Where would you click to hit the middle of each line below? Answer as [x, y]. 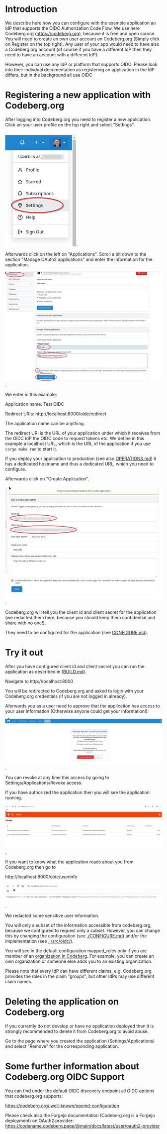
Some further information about [72, 1067]
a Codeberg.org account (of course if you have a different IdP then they [79, 49]
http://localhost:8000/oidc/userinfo [41, 877]
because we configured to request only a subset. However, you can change [83, 931]
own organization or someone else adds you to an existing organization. [79, 961]
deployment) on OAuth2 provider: [40, 1121]
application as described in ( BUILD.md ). [46, 672]
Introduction [31, 9]
